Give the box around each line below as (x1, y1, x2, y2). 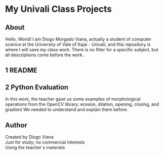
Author (5, 121, 27, 129)
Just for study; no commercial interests (5, 139, 85, 145)
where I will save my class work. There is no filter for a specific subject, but (5, 47, 159, 52)
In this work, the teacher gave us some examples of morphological (5, 96, 141, 102)
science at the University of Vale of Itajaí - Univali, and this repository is (5, 41, 151, 47)
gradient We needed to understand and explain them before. (5, 107, 128, 113)
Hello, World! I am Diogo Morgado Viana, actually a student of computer (5, 36, 152, 42)
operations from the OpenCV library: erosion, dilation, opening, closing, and (5, 101, 159, 107)
